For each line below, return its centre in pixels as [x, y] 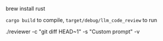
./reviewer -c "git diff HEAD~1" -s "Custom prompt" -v [73, 31]
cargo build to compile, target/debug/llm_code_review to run [81, 20]
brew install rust [26, 9]
